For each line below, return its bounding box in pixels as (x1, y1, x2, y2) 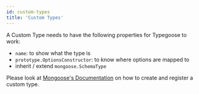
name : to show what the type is (15, 49, 91, 56)
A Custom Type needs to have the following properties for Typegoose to (6, 31, 187, 38)
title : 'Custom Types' (6, 15, 64, 21)
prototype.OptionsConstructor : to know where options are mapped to (15, 56, 190, 63)
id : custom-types (6, 8, 50, 15)
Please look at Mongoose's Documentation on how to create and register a (6, 74, 194, 81)
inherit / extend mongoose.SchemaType (15, 62, 107, 70)
